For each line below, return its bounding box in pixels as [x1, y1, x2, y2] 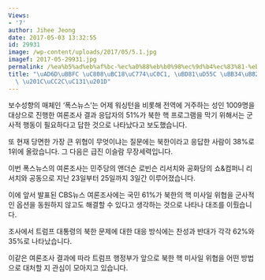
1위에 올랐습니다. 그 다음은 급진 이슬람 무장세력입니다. [8, 147, 174, 156]
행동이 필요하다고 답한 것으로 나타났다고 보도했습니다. [22, 120, 188, 129]
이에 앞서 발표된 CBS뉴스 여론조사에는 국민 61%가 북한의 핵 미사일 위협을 [8, 190, 234, 200]
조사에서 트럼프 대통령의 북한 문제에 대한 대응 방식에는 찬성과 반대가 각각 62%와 [8, 226, 255, 236]
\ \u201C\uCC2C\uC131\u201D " [15, 77, 111, 85]
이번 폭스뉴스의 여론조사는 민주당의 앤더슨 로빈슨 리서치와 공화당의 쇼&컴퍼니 [8, 163, 244, 173]
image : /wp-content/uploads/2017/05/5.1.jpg [8, 48, 157, 56]
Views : [8, 11, 30, 20]
